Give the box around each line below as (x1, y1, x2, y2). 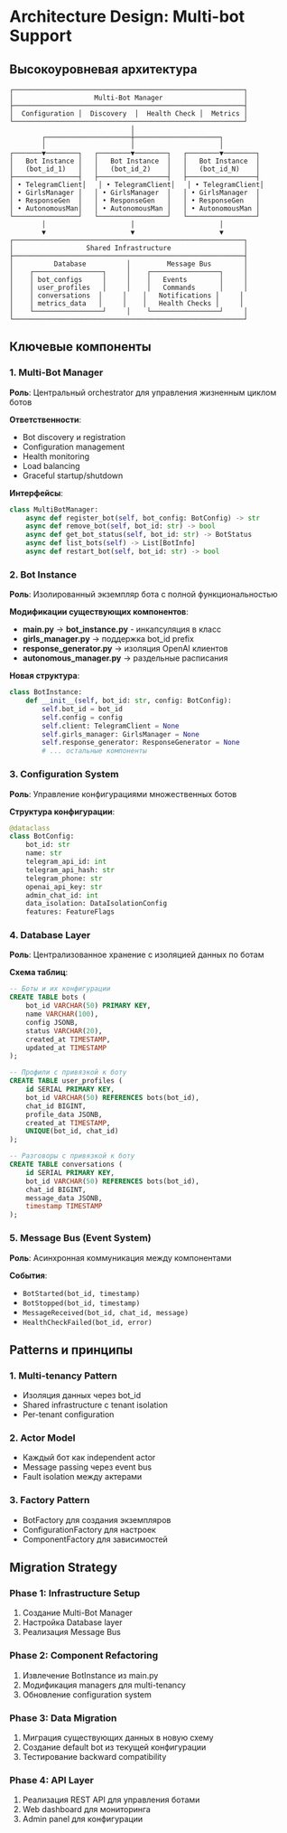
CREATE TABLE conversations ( (9, 1160, 124, 1170)
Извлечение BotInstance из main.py (22, 1669, 159, 1680)
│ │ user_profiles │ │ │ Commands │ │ (9, 283, 248, 292)
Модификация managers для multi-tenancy (22, 1679, 187, 1690)
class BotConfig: (9, 832, 75, 841)
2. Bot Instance (9, 568, 77, 580)
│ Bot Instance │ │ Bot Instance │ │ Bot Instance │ (9, 156, 260, 165)
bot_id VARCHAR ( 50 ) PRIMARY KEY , (25, 1001, 152, 1010)
